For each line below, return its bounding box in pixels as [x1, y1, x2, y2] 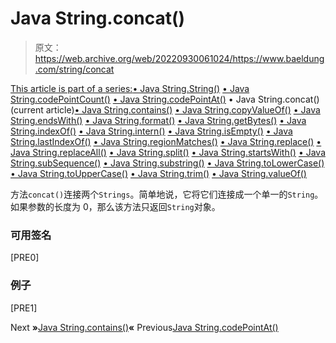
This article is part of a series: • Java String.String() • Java [10, 82, 250, 94]
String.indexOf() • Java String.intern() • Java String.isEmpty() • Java [10, 125, 293, 137]
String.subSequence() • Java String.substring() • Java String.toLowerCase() [10, 157, 325, 169]
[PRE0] [10, 252, 40, 264]
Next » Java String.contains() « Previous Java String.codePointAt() [10, 321, 279, 333]
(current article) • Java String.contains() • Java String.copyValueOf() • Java [10, 103, 321, 116]
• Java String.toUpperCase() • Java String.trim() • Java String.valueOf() [10, 167, 307, 179]
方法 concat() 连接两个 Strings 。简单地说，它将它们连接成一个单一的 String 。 [10, 188, 324, 200]
